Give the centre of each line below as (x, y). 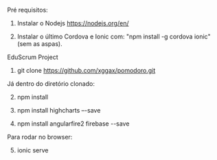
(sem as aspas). (40, 44)
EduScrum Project (33, 57)
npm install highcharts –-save (59, 110)
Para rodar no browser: (40, 137)
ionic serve (33, 150)
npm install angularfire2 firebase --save (73, 124)
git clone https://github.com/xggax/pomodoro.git (86, 70)
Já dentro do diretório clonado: (51, 84)
